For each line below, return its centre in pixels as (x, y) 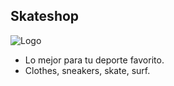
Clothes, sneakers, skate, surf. (87, 70)
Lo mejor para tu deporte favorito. (94, 60)
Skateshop (45, 16)
